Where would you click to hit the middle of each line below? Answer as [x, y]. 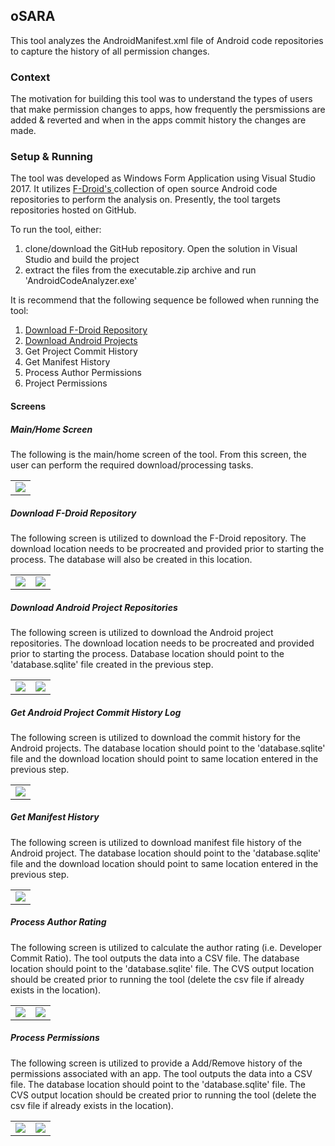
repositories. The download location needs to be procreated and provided [162, 643]
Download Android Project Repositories [94, 607]
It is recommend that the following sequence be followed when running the [165, 300]
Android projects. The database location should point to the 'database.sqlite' [168, 748]
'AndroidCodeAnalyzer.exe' [81, 281]
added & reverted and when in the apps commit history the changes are [158, 120]
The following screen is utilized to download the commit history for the [155, 737]
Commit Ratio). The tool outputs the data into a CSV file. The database [155, 958]
